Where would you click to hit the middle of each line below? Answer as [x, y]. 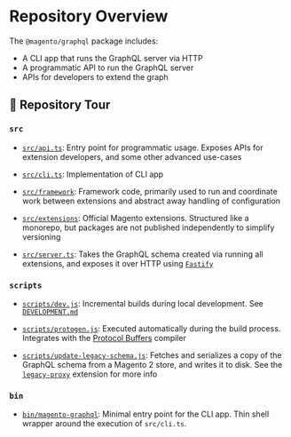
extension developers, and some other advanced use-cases [132, 156]
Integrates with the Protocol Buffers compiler [104, 338]
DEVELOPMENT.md [50, 312]
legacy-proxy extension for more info [90, 374]
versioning [41, 236]
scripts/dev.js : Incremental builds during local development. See [142, 303]
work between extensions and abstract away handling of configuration [151, 201]
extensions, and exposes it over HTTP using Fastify [118, 263]
